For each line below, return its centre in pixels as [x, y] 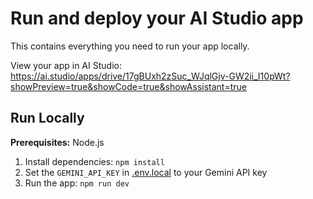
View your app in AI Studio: [66, 65]
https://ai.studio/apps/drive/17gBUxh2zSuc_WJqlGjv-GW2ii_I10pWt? [150, 76]
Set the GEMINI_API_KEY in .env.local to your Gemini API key [146, 172]
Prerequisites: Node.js [57, 142]
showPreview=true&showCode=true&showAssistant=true [128, 86]
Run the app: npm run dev [77, 183]
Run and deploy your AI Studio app [157, 18]
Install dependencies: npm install [94, 161]
